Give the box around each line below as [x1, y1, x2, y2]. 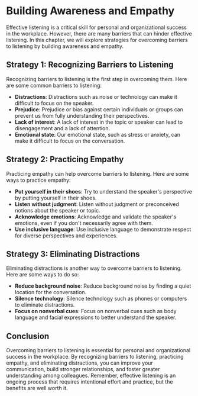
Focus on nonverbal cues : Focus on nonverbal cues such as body [14, 308, 177, 315]
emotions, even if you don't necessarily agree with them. [14, 219, 154, 226]
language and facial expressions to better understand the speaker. [14, 314, 177, 321]
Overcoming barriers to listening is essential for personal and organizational [6, 347, 191, 354]
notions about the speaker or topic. [14, 207, 100, 214]
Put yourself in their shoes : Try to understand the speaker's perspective [14, 188, 193, 195]
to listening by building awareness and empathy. [6, 43, 124, 50]
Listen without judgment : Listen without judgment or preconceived [14, 200, 179, 208]
